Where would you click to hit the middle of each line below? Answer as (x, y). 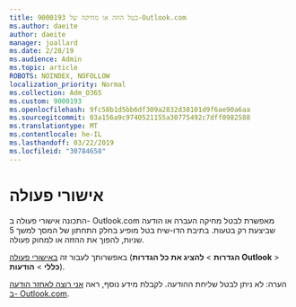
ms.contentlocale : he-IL (56, 135)
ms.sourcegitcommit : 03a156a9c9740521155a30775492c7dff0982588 (130, 118)
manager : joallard (44, 43)
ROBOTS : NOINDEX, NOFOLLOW (60, 76)
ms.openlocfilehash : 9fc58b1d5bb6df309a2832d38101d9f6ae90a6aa (130, 110)
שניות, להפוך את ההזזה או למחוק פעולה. (77, 240)
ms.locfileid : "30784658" (57, 151)
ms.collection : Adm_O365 (56, 92)
